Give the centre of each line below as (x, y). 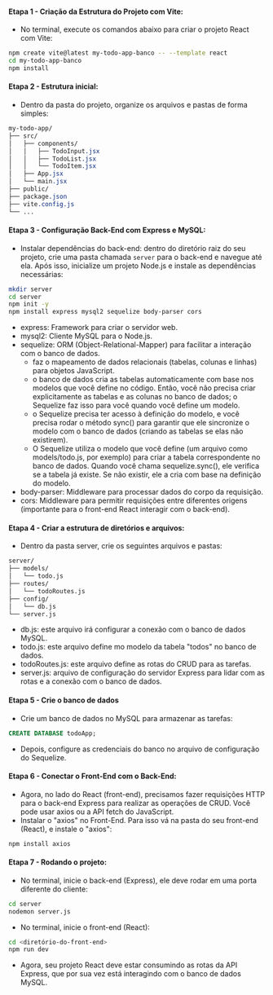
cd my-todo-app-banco (45, 61)
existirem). (50, 440)
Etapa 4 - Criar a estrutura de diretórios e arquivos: (97, 528)
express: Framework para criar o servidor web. (99, 328)
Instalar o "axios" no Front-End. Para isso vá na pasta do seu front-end (139, 820)
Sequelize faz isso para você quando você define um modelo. (136, 405)
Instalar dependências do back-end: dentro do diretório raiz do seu (133, 248)
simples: (34, 113)
